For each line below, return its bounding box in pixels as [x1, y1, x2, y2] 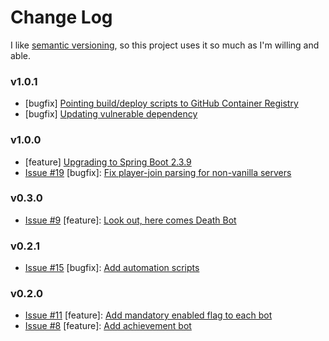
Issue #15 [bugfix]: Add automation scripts [24, 262, 200, 274]
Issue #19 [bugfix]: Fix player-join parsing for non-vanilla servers [24, 166, 292, 178]
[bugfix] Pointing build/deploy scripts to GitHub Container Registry [24, 97, 299, 110]
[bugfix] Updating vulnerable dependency [24, 108, 198, 120]
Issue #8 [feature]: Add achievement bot [24, 320, 192, 332]
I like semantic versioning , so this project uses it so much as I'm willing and [10, 39, 320, 51]
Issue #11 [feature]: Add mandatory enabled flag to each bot [24, 309, 273, 321]
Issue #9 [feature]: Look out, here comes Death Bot [24, 214, 237, 226]
